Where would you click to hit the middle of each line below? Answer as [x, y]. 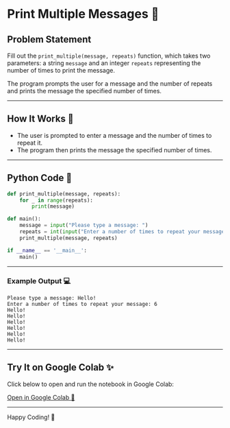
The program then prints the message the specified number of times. [114, 150]
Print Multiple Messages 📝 [83, 14]
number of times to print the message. [61, 70]
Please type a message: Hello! [52, 298]
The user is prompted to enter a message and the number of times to [114, 135]
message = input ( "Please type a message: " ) [84, 226]
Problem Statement [49, 39]
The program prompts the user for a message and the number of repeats [110, 84]
